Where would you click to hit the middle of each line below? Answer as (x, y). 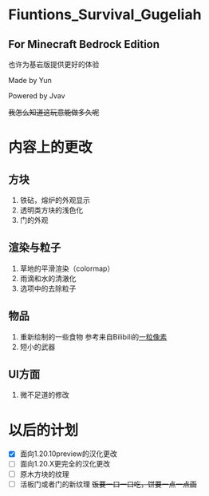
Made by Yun (30, 80)
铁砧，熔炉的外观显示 (55, 200)
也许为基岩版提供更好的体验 (54, 64)
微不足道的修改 (44, 395)
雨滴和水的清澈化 (48, 278)
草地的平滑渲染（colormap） (67, 268)
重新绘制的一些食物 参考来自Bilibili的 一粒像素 (93, 336)
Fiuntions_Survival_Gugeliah (105, 15)
